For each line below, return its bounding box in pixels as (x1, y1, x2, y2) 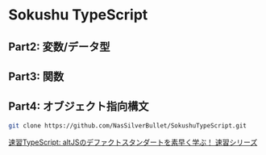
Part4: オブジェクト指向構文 (8, 99, 149, 114)
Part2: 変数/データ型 (8, 40, 110, 53)
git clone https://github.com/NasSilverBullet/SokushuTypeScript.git (8, 121, 247, 130)
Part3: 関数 (8, 69, 64, 83)
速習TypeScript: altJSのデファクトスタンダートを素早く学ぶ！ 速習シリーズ (8, 137, 258, 147)
